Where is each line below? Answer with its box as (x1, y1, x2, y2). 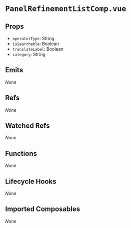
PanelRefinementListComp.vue (5, 4, 126, 14)
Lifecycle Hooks (5, 177, 56, 185)
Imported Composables (5, 205, 80, 213)
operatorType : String (12, 36, 54, 41)
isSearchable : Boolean (12, 41, 59, 47)
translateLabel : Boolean (12, 46, 63, 52)
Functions (5, 149, 37, 158)
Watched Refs (5, 122, 50, 130)
